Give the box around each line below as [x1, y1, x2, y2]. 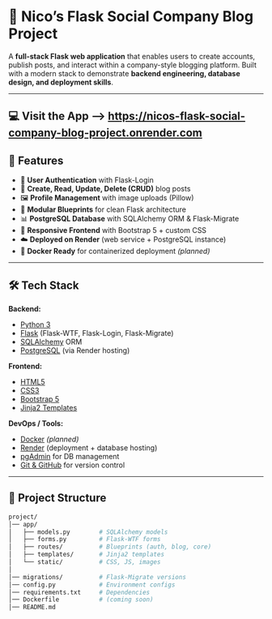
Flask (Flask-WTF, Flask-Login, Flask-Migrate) [19, 328, 174, 337]
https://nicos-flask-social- [108, 110, 245, 123]
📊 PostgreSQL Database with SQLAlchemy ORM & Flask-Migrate [19, 214, 240, 224]
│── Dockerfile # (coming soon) [8, 595, 154, 604]
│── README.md [8, 604, 57, 612]
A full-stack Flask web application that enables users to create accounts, [8, 51, 256, 61]
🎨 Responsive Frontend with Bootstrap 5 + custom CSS [19, 226, 207, 235]
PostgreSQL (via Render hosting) [19, 345, 130, 355]
